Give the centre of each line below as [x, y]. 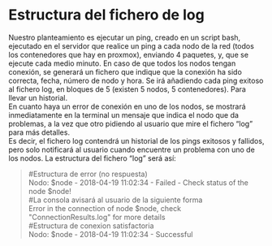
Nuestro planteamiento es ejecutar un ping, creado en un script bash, [125, 37]
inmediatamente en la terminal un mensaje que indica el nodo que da [124, 114]
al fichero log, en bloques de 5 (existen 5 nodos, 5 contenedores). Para [127, 89]
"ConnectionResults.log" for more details [97, 217]
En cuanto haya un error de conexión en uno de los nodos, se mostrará [127, 106]
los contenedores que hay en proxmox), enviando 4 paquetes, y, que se [129, 54]
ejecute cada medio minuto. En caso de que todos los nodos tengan [122, 63]
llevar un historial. [38, 97]
